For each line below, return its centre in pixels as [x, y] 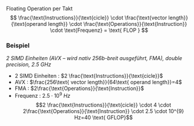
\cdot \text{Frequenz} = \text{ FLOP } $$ [99, 30]
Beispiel [18, 45]
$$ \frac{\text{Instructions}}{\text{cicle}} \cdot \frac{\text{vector [88, 18]
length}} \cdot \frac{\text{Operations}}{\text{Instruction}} [118, 24]
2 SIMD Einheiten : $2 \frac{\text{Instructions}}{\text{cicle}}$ [89, 76]
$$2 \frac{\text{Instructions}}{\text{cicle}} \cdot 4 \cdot [103, 105]
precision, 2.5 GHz [29, 65]
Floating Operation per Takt [40, 9]
